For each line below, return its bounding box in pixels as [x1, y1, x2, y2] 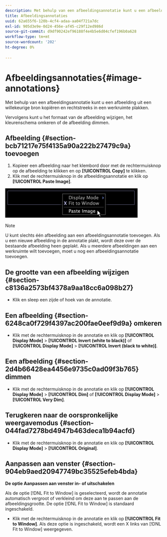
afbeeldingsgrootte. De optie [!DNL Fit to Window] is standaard [5, 501, 134, 507]
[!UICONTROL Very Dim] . [12, 397, 65, 403]
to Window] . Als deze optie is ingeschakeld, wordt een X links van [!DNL [12, 521, 162, 527]
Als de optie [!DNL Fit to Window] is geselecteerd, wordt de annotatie [5, 490, 148, 496]
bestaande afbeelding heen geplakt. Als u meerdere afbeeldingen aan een [5, 243, 158, 249]
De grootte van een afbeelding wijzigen [5, 268, 129, 276]
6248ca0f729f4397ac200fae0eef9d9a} [5, 319, 133, 327]
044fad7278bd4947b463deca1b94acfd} [5, 426, 136, 435]
